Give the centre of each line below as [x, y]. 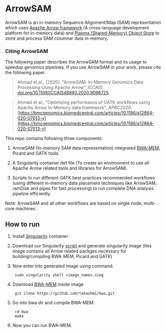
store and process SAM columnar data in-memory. [57, 38]
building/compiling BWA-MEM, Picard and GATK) [62, 256]
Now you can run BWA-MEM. [42, 326]
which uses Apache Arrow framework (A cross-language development [77, 27]
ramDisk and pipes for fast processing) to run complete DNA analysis [83, 188]
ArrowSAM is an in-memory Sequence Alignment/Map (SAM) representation [83, 22]
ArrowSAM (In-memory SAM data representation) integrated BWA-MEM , [86, 148]
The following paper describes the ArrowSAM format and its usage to [76, 62]
